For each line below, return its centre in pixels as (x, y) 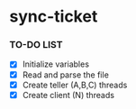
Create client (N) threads (68, 95)
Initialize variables (56, 64)
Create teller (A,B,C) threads (75, 85)
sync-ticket (54, 17)
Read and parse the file (66, 75)
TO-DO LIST (36, 45)
